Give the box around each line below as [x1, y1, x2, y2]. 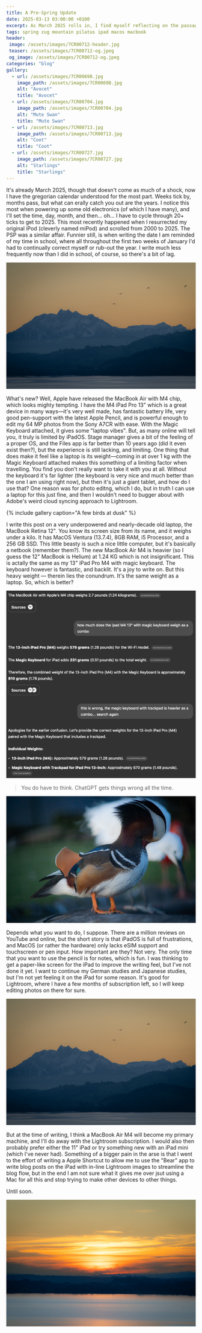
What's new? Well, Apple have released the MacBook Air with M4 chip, [6, 395, 182, 402]
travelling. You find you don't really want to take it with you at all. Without [6, 465, 187, 473]
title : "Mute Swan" [17, 118, 66, 124]
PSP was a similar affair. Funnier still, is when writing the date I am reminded [6, 231, 195, 238]
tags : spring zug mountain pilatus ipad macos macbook [6, 29, 147, 35]
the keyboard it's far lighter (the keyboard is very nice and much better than [6, 472, 194, 479]
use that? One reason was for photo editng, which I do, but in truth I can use [6, 485, 195, 492]
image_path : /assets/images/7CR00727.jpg [17, 156, 122, 162]
